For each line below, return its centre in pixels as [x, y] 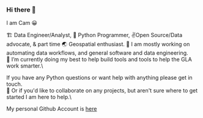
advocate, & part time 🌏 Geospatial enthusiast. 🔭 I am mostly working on [98, 44]
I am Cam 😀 [22, 23]
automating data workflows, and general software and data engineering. [97, 53]
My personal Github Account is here [52, 109]
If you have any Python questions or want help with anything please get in [99, 78]
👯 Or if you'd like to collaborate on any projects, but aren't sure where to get [102, 91]
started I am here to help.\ [39, 97]
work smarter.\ [25, 66]
